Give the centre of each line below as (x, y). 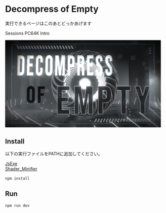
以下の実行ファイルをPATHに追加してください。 (54, 154)
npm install (17, 178)
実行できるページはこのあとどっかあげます (48, 23)
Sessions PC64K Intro (27, 33)
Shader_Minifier (21, 169)
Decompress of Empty (52, 9)
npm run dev (17, 206)
